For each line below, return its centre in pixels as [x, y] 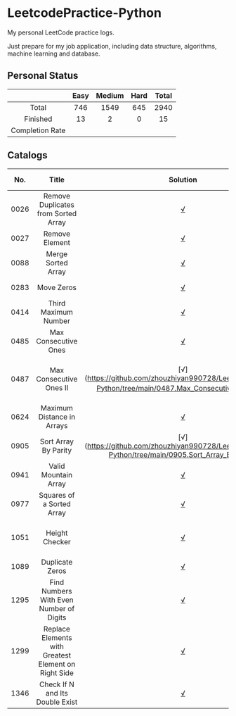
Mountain [57, 475]
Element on [57, 664]
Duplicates [57, 204]
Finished [38, 119]
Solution [183, 180]
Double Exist [57, 702]
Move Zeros [57, 287]
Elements [57, 637]
